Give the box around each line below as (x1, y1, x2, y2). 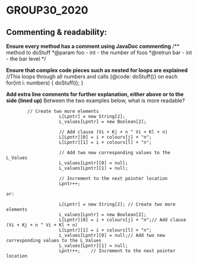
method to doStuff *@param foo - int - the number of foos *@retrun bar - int (6, 49, 192, 56)
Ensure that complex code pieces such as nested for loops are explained (6, 67, 188, 74)
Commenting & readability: (6, 27, 108, 37)
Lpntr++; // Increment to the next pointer (59, 248, 176, 254)
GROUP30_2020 (6, 4, 89, 17)
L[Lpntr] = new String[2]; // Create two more (59, 201, 176, 207)
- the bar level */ (6, 56, 46, 62)
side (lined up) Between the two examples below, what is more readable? (6, 97, 185, 104)
